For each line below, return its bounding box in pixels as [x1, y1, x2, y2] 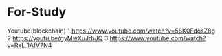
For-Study [7, 4, 67, 20]
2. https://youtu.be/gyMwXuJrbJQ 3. [7, 33, 110, 42]
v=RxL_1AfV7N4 [7, 41, 52, 49]
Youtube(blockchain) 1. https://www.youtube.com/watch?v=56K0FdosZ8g [7, 27, 215, 35]
